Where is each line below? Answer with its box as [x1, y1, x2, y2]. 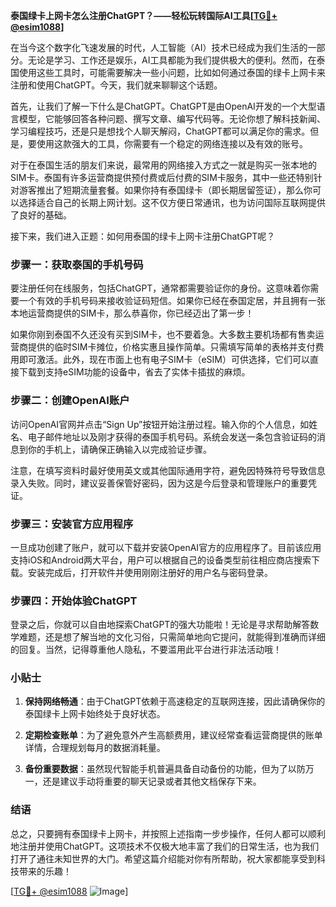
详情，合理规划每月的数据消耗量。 [24, 742, 166, 754]
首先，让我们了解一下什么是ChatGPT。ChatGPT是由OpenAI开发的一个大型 [10, 100, 317, 112]
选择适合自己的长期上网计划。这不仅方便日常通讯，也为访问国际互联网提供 [18, 197, 326, 208]
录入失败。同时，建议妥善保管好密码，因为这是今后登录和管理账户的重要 [10, 477, 308, 489]
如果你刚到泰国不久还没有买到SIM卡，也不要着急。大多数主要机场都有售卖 [10, 329, 316, 341]
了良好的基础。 [10, 209, 72, 221]
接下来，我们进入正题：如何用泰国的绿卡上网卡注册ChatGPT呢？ [10, 230, 276, 242]
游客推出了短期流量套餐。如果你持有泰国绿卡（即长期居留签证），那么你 [18, 184, 313, 196]
